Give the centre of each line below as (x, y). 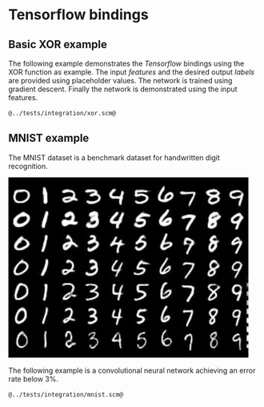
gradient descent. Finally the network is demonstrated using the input (123, 89)
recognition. (28, 166)
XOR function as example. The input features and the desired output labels (132, 72)
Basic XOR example (58, 44)
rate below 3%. (33, 379)
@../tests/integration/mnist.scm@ (66, 394)
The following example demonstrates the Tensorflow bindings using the (126, 63)
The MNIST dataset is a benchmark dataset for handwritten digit (114, 157)
